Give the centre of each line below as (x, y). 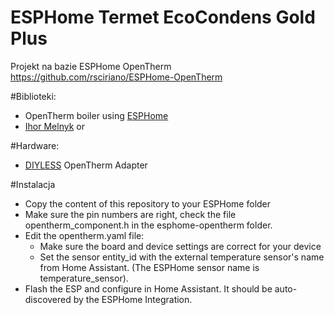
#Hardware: (35, 145)
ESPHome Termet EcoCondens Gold (163, 17)
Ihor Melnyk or (54, 126)
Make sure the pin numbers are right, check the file (130, 214)
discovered (48, 299)
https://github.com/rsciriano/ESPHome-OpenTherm (116, 77)
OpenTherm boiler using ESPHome (96, 115)
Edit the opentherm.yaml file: (84, 235)
